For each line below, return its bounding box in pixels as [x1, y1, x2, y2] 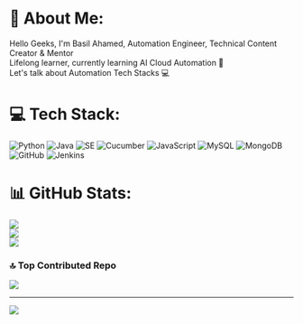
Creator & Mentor [9, 47, 74, 58]
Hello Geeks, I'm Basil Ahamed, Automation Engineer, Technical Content [9, 38, 278, 49]
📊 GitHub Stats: [9, 183, 133, 204]
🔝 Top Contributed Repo [9, 259, 117, 272]
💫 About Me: [9, 8, 105, 29]
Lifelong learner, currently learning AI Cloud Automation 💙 [9, 57, 225, 68]
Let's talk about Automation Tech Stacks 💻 [9, 67, 170, 78]
